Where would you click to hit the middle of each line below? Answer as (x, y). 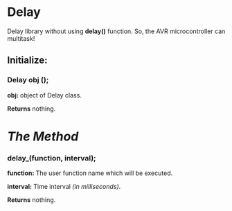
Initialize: (27, 61)
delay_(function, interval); (52, 158)
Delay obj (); (28, 80)
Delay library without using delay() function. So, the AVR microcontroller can (116, 31)
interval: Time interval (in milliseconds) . (64, 187)
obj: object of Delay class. (44, 95)
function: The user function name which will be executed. (90, 173)
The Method (43, 136)
